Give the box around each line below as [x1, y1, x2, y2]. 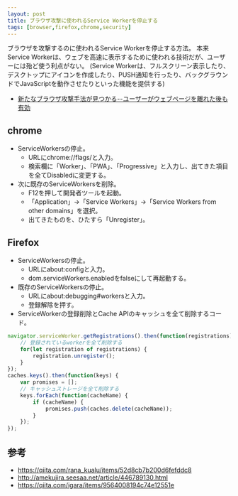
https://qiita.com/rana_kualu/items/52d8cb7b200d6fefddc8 [17, 465, 192, 474]
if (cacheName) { [33, 399, 84, 406]
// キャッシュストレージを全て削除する [20, 385, 120, 392]
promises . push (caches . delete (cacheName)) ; [45, 405, 173, 412]
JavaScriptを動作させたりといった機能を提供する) [19, 80, 165, 88]
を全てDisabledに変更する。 [28, 171, 110, 180]
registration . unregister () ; [33, 352, 115, 360]
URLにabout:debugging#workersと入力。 [28, 292, 149, 300]
